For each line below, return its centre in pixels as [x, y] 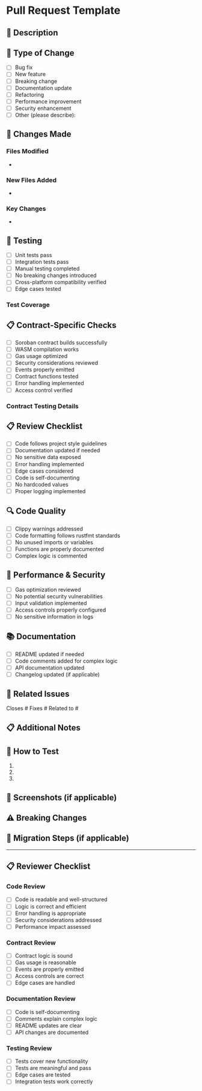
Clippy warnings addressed [49, 529]
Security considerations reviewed [56, 363]
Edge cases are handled [45, 983]
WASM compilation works [47, 350]
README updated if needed [49, 654]
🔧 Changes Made [39, 134]
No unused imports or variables [54, 542]
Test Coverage [28, 305]
